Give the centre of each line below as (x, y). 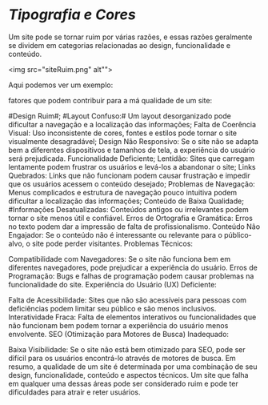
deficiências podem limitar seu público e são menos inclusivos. (112, 308)
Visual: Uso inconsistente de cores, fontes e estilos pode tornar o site (123, 133)
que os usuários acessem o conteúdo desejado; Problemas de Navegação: (132, 184)
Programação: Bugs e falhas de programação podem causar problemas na (131, 276)
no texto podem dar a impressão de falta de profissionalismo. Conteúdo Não (134, 227)
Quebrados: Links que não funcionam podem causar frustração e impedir (129, 175)
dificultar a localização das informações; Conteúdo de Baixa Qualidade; (126, 201)
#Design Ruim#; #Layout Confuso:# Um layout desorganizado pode (120, 116)
